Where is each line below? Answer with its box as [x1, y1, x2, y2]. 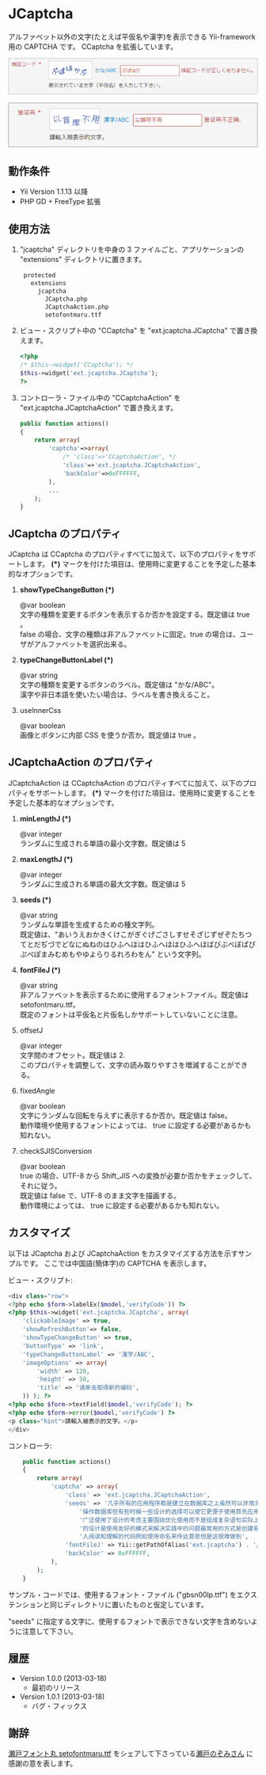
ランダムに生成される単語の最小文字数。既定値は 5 [19, 838, 186, 848]
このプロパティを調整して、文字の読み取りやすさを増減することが [19, 1060, 234, 1069]
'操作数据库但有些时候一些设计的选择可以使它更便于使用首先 [78, 1508, 248, 1515]
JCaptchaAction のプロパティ [8, 756, 154, 769]
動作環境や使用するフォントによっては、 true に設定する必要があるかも [19, 1121, 252, 1130]
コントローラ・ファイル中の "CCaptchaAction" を [19, 393, 181, 402]
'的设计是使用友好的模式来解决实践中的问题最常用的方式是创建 [78, 1524, 254, 1532]
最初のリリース [31, 1682, 81, 1692]
